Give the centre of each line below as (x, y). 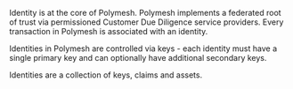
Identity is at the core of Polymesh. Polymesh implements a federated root (146, 13)
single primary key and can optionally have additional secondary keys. (138, 58)
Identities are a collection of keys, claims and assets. (106, 75)
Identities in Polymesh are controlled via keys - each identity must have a (143, 48)
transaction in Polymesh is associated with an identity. (109, 31)
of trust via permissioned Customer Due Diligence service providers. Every (146, 22)
